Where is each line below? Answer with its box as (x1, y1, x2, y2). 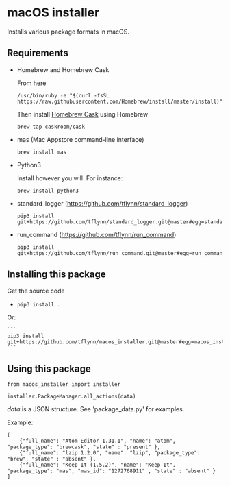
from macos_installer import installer (7, 381, 121, 388)
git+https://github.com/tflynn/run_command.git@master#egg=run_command (16, 250, 226, 256)
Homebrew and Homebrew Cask (16, 65, 110, 73)
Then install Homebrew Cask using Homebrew (16, 110, 149, 118)
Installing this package (7, 269, 106, 280)
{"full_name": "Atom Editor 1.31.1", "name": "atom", (19, 437, 176, 445)
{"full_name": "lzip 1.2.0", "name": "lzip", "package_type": (19, 450, 201, 457)
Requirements (7, 47, 68, 59)
